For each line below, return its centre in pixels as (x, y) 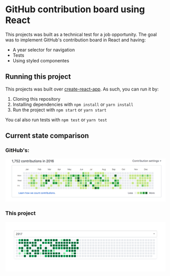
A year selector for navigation (44, 50)
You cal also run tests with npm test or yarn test (56, 120)
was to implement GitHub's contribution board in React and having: (76, 40)
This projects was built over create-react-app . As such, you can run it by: (82, 89)
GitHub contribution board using (75, 9)
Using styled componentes (41, 60)
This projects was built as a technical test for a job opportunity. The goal (81, 34)
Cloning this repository (36, 99)
